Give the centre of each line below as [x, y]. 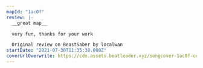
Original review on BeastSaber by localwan [67, 45]
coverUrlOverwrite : [31, 56]
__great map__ [29, 23]
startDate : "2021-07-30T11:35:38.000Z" [56, 51]
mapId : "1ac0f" [25, 12]
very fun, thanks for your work [53, 34]
